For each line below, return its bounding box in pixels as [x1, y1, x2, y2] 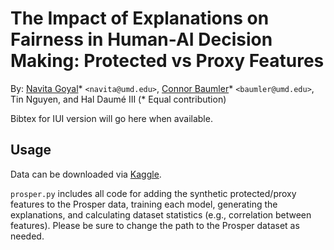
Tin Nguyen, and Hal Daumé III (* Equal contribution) [10, 93, 227, 105]
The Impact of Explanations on [10, 7, 270, 30]
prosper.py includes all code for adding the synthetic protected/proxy [10, 187, 297, 199]
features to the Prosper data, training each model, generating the [10, 198, 278, 210]
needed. [10, 230, 45, 242]
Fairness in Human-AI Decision [10, 28, 273, 51]
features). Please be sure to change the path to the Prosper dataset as [10, 219, 300, 231]
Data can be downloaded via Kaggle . [10, 168, 162, 180]
